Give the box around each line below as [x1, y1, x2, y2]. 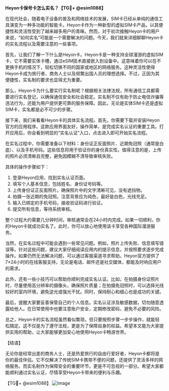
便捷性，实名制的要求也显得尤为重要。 [5, 77, 84, 83]
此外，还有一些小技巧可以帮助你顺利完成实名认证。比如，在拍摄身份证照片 [5, 276, 159, 282]
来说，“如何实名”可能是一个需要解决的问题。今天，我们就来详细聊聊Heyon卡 [5, 35, 163, 40]
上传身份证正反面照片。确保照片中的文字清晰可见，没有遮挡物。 [12, 187, 145, 193]
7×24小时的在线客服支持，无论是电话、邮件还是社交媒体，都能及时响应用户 [5, 259, 162, 265]
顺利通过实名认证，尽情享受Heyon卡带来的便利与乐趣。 [9, 369, 125, 375]
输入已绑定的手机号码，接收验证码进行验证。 [12, 200, 106, 206]
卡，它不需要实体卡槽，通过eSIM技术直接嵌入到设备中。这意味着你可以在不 [5, 58, 161, 64]
